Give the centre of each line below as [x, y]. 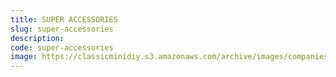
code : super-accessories [62, 47]
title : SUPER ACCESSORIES [64, 19]
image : [24, 57]
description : [37, 38]
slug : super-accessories [62, 29]
